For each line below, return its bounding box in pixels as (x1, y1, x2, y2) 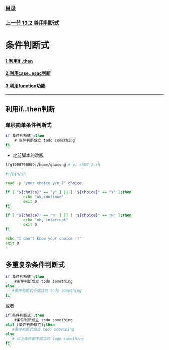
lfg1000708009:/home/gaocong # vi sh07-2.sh (5, 162, 100, 167)
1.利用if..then (5, 57, 33, 64)
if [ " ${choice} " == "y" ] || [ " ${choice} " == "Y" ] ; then (5, 190, 132, 195)
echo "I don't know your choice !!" (5, 236, 82, 241)
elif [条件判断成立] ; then (5, 322, 55, 327)
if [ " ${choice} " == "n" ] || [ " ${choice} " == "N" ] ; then (5, 213, 132, 218)
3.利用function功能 (5, 82, 45, 89)
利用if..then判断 (5, 105, 55, 113)
